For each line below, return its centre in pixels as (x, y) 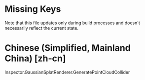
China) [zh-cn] (35, 59)
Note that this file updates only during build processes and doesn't (72, 23)
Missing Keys (33, 9)
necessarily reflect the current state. (41, 28)
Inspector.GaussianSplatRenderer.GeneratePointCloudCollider (67, 72)
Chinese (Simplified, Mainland (68, 48)
